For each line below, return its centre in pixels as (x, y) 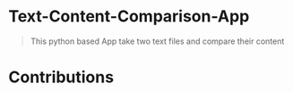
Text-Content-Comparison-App (129, 17)
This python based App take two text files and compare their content (157, 41)
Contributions (61, 77)
